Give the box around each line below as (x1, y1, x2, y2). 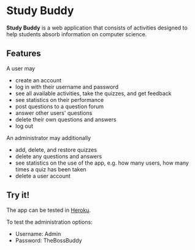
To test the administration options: (6, 218, 93, 225)
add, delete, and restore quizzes (15, 146, 97, 154)
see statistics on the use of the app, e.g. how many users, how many (15, 159, 189, 166)
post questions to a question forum (15, 103, 104, 110)
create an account (15, 76, 61, 84)
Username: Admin (15, 230, 61, 237)
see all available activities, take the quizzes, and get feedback (15, 90, 172, 97)
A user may (6, 64, 36, 72)
